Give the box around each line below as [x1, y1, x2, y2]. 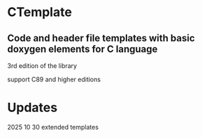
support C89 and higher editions [7, 75, 101, 83]
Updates [7, 99, 58, 116]
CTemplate [7, 4, 72, 20]
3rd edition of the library [7, 62, 78, 70]
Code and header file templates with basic [7, 32, 196, 44]
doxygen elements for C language [7, 43, 158, 55]
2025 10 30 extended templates [7, 123, 99, 131]
